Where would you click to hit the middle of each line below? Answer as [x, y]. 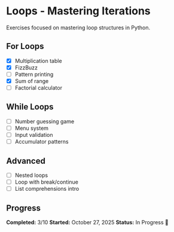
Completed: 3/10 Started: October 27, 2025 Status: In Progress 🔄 [88, 222]
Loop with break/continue [47, 182]
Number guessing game [45, 121]
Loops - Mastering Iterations [78, 11]
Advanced [26, 161]
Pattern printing [34, 74]
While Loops [30, 107]
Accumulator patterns [42, 142]
